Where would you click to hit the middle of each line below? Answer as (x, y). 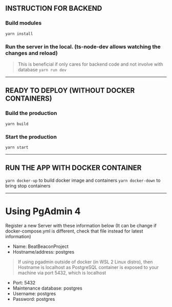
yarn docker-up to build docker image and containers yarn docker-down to (83, 180)
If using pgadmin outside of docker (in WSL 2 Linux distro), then (85, 262)
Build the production (31, 113)
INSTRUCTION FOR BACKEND (54, 8)
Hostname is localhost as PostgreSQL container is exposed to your (88, 267)
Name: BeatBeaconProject (40, 246)
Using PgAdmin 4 (43, 211)
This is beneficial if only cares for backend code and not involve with (90, 64)
